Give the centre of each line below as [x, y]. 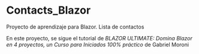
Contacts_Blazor [49, 10]
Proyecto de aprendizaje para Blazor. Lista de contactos [75, 27]
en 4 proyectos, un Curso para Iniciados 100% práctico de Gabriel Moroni [98, 45]
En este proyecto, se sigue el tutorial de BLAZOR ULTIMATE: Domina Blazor [99, 38]
